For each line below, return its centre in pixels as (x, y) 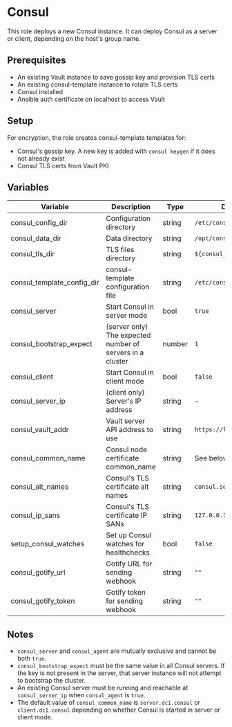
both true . (32, 658)
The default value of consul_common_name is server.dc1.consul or (108, 703)
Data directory (129, 238)
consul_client (32, 377)
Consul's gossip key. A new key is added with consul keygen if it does (116, 151)
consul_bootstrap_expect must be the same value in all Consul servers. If (121, 666)
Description (131, 207)
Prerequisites (37, 61)
